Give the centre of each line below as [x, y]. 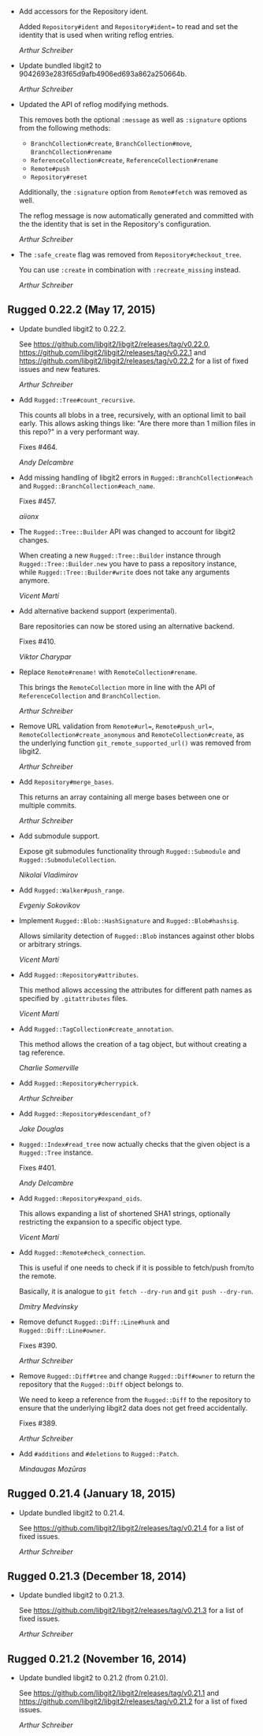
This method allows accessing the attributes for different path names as [135, 990]
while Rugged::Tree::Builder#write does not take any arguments [124, 572]
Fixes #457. [37, 501]
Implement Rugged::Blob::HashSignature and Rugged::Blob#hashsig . [129, 920]
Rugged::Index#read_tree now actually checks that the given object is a [134, 1144]
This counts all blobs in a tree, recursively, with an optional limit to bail [132, 415]
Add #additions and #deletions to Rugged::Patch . [99, 1453]
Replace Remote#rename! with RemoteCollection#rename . [108, 672]
